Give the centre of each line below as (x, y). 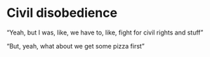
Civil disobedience (62, 13)
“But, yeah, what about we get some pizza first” (76, 46)
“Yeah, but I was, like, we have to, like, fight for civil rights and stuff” (105, 32)
